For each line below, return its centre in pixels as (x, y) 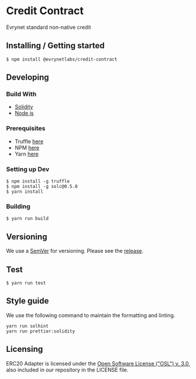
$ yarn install (25, 192)
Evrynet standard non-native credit (49, 27)
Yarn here (27, 154)
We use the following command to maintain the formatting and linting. (91, 315)
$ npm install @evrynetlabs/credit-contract (62, 59)
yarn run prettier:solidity (41, 331)
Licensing (24, 349)
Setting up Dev (28, 169)
